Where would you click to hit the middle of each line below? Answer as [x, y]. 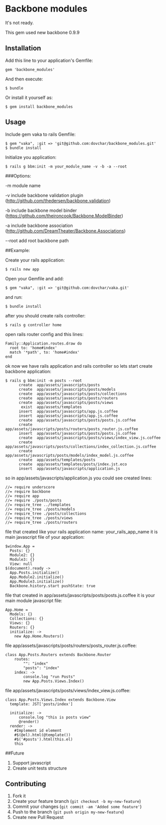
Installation [23, 48]
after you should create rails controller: [45, 315]
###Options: [18, 176]
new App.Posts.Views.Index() [54, 681]
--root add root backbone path [37, 240]
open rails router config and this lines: [45, 334]
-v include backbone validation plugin [44, 195]
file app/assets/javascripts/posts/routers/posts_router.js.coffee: [71, 645]
